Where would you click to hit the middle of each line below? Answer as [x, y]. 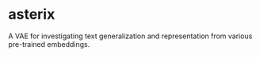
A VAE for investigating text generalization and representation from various [130, 36]
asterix [32, 14]
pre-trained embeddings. [49, 44]
